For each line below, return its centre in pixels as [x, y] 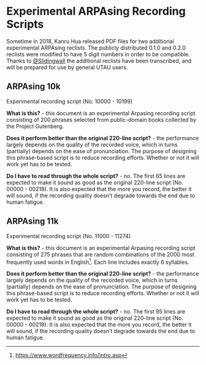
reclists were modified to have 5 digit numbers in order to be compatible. [98, 54]
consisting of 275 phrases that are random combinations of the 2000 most [101, 254]
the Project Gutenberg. [35, 126]
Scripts [25, 24]
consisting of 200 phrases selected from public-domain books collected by [101, 119]
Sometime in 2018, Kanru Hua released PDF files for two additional [90, 41]
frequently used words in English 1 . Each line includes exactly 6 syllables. [98, 262]
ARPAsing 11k [32, 221]
